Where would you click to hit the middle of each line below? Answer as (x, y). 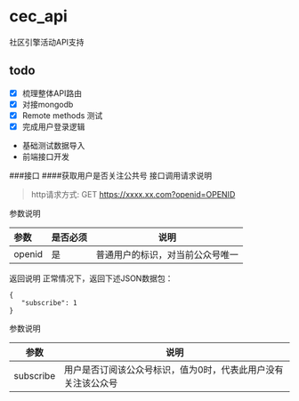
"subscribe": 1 (49, 303)
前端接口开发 (45, 156)
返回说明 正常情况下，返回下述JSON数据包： (91, 278)
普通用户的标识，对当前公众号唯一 (167, 255)
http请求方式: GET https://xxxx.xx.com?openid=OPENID (133, 194)
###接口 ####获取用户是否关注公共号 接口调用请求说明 (110, 176)
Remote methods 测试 (62, 115)
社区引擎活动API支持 (47, 42)
